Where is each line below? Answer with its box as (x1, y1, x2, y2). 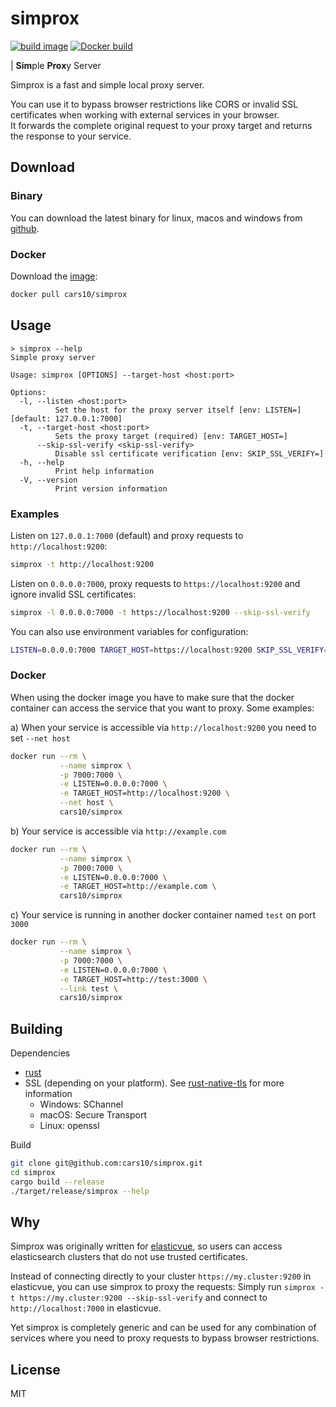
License (10, 1361, 61, 1378)
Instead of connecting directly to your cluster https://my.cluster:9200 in (10, 1270, 312, 1282)
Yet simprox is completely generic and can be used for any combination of (10, 1322, 317, 1334)
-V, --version (19, 475, 78, 485)
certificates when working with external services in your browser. (10, 108, 280, 121)
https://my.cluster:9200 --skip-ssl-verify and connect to (19, 1292, 268, 1304)
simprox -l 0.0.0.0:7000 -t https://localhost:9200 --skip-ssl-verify (10, 607, 311, 617)
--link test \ (59, 983, 118, 994)
